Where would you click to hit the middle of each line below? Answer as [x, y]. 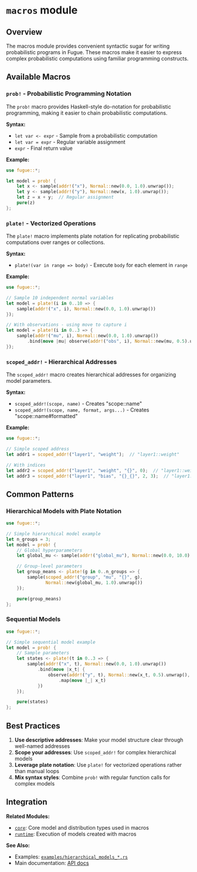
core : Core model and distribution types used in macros [82, 827]
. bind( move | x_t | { [61, 670]
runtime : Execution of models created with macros [75, 834]
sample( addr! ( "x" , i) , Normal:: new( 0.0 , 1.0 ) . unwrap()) [86, 309]
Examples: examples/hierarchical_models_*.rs [71, 857]
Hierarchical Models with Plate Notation [64, 511]
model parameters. [29, 381]
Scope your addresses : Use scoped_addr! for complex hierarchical [95, 752]
